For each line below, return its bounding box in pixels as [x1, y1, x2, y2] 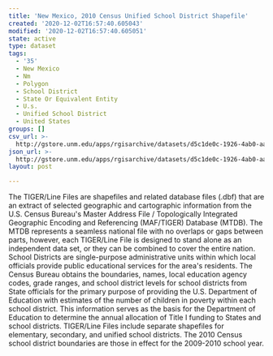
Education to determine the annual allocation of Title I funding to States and [8, 313, 262, 323]
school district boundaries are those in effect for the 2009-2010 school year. [8, 338, 264, 349]
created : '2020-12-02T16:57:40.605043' [8, 19, 144, 28]
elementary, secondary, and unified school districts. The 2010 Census [8, 330, 243, 340]
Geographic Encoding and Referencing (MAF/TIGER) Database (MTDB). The [8, 218, 263, 228]
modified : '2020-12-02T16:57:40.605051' [8, 27, 148, 35]
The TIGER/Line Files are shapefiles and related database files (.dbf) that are [8, 192, 265, 202]
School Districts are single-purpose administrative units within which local [8, 252, 256, 262]
